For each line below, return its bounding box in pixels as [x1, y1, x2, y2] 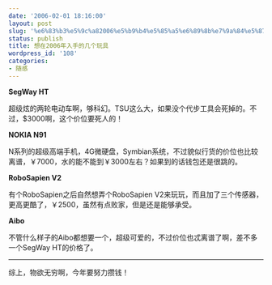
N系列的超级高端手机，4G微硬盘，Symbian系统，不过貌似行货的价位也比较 [8, 147, 259, 156]
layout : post [8, 19, 53, 28]
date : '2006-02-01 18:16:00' [8, 11, 107, 20]
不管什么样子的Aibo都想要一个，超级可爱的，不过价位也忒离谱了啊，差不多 [8, 232, 258, 242]
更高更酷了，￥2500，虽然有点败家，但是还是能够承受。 [8, 199, 197, 209]
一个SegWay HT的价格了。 [8, 242, 98, 252]
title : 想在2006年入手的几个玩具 [8, 42, 109, 50]
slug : [8, 27, 27, 35]
